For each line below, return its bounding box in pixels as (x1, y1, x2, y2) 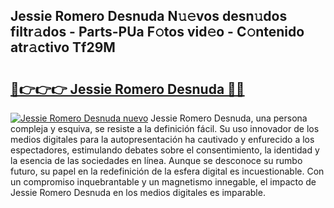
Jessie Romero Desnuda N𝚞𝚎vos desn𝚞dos (10, 8, 288, 25)
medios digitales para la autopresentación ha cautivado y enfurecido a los (10, 134, 315, 145)
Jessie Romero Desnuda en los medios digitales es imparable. (10, 187, 266, 198)
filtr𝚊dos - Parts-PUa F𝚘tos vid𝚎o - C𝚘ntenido (10, 24, 305, 41)
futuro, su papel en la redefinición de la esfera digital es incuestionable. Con (10, 165, 325, 177)
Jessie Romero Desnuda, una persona (150, 112, 308, 124)
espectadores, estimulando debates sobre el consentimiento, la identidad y (10, 144, 320, 156)
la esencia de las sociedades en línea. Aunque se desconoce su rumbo (10, 155, 303, 166)
